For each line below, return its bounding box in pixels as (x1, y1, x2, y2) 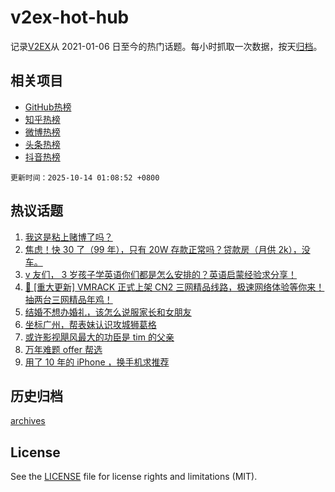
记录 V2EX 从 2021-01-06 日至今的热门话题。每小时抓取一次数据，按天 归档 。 (10, 40, 323, 52)
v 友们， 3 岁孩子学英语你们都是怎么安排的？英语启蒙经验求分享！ (24, 268, 298, 280)
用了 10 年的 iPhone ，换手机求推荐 (24, 356, 170, 368)
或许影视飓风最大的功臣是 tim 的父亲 (24, 331, 175, 343)
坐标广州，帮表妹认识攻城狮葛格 (24, 318, 157, 330)
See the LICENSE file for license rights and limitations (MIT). (10, 471, 258, 483)
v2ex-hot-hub (10, 6, 130, 29)
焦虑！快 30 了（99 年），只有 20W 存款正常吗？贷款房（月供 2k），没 (24, 243, 311, 255)
